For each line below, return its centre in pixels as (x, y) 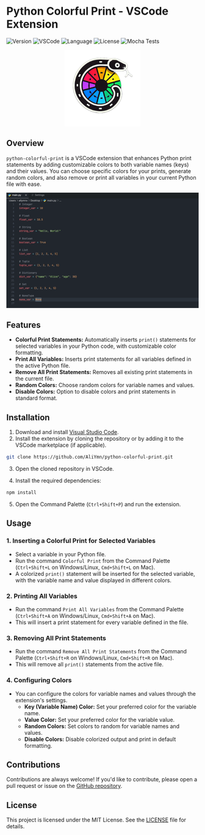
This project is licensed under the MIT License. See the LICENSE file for (96, 820)
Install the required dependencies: (58, 480)
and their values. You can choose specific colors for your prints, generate (99, 171)
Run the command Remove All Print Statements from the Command (101, 652)
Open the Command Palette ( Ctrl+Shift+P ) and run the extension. (98, 504)
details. (16, 826)
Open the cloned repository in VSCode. (64, 469)
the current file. (34, 379)
